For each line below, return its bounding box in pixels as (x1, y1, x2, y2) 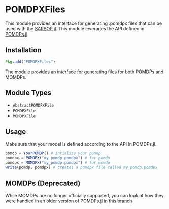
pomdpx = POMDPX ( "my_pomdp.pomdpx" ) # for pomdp (5, 156, 110, 161)
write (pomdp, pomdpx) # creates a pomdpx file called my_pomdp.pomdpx (5, 165, 158, 170)
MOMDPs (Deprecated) (5, 179, 81, 188)
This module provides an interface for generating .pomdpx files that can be (5, 20, 162, 26)
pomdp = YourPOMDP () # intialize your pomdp (5, 151, 101, 156)
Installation (5, 46, 42, 54)
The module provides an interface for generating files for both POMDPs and (5, 68, 164, 75)
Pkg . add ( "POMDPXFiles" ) (5, 59, 56, 64)
